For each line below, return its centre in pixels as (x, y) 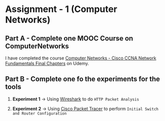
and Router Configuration (39, 113)
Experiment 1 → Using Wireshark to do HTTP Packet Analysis (76, 99)
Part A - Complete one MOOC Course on (69, 38)
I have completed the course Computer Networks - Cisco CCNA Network (81, 58)
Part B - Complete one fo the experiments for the (83, 79)
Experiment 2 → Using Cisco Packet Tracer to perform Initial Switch (86, 108)
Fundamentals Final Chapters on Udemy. (47, 63)
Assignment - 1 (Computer (61, 9)
